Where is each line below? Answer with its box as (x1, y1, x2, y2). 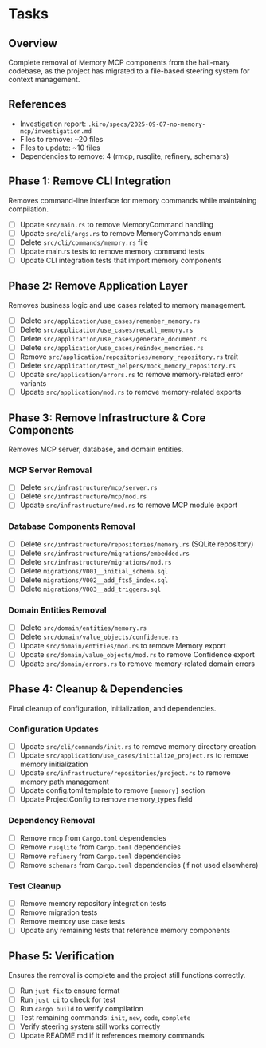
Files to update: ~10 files (19, 143, 101, 152)
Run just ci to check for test (19, 995, 116, 1005)
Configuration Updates (8, 723, 100, 735)
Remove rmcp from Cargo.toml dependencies (19, 833, 167, 842)
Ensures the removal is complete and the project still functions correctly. (8, 971, 246, 980)
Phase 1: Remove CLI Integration (8, 175, 171, 188)
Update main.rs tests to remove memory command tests (19, 246, 205, 256)
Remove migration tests (19, 908, 98, 917)
